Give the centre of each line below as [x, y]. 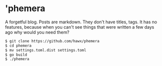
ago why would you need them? [37, 32]
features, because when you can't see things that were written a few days [80, 27]
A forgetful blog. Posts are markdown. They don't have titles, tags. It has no [81, 22]
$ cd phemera [18, 46]
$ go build [16, 55]
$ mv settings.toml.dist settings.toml [46, 50]
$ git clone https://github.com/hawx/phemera [52, 41]
